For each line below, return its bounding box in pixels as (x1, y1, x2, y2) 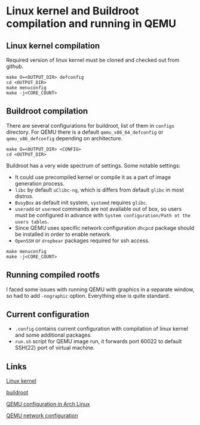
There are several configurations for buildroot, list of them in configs (6, 122, 175, 129)
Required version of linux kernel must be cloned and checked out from (6, 57, 180, 63)
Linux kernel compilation (6, 41, 100, 51)
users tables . (14, 218, 49, 225)
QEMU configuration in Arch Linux (6, 401, 90, 408)
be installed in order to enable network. (14, 230, 112, 238)
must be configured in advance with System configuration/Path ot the (14, 211, 191, 218)
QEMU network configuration (6, 412, 78, 419)
